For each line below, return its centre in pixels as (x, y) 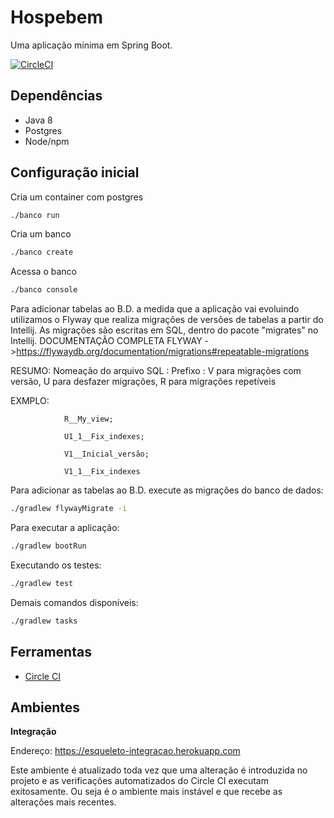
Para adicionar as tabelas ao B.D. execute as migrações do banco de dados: (167, 490)
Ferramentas (51, 652)
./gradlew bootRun (48, 546)
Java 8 (38, 120)
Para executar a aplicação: (65, 528)
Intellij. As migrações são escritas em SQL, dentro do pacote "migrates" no (164, 330)
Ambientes (45, 707)
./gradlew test (42, 583)
